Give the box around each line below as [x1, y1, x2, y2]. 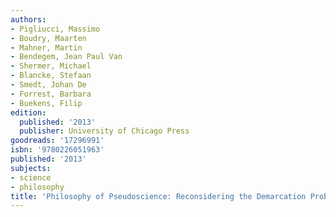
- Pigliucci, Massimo [10, 24, 101, 34]
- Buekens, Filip [10, 98, 83, 108]
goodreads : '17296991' [10, 136, 105, 146]
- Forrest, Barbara [10, 89, 92, 99]
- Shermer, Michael [10, 61, 92, 71]
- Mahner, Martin [10, 42, 83, 53]
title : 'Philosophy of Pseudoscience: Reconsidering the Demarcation [10, 191, 307, 201]
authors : [10, 14, 47, 25]
